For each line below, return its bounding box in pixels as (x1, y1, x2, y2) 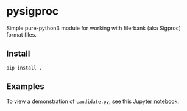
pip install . (6, 65, 43, 71)
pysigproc (6, 4, 59, 18)
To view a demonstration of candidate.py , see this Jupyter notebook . (6, 98, 180, 105)
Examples (6, 81, 44, 92)
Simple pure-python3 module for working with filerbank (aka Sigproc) (6, 24, 182, 32)
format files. (6, 30, 37, 38)
